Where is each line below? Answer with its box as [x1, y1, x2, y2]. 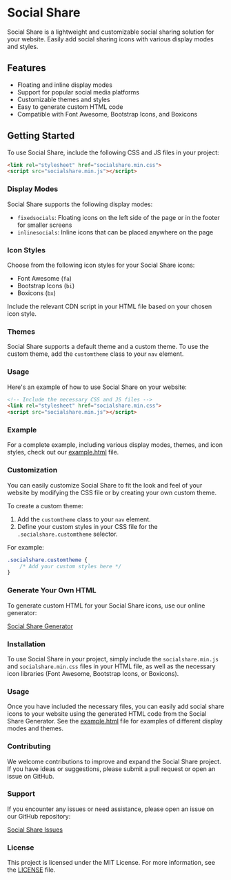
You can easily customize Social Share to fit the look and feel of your [7, 481, 203, 489]
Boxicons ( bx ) [17, 288, 57, 297]
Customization [7, 466, 58, 475]
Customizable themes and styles [17, 95, 110, 103]
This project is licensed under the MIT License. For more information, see [7, 859, 216, 867]
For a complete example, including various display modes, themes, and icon [7, 441, 223, 449]
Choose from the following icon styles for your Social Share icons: [7, 261, 195, 269]
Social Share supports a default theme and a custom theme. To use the [7, 343, 209, 351]
